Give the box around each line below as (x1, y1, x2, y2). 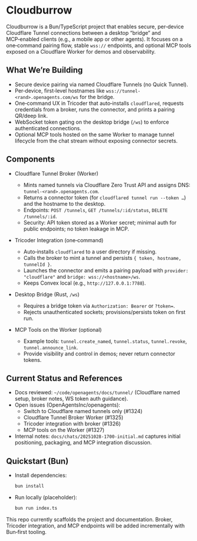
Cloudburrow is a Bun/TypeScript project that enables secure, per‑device (6, 23, 184, 30)
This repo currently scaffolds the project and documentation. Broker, (6, 516, 173, 523)
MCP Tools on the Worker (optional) (14, 326, 102, 333)
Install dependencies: (14, 472, 67, 479)
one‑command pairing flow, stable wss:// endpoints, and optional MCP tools (6, 42, 192, 49)
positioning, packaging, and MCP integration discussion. (14, 439, 152, 446)
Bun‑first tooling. (6, 528, 47, 535)
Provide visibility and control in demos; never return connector (23, 350, 176, 357)
